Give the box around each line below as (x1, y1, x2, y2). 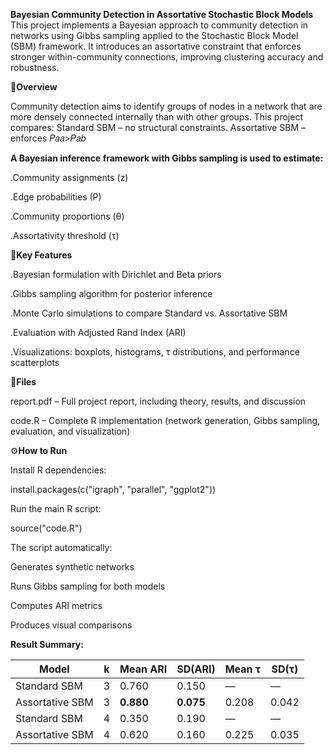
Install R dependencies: (10, 464, 107, 476)
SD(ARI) (176, 662, 216, 676)
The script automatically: (10, 542, 113, 553)
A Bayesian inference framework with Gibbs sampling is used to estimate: (10, 152, 324, 164)
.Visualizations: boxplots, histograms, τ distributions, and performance (10, 346, 300, 358)
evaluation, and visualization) (10, 425, 131, 437)
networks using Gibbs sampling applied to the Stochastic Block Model (10, 30, 299, 41)
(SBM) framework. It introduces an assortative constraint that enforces (10, 40, 302, 52)
